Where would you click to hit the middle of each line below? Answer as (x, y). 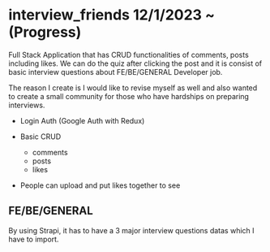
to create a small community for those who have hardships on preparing (129, 96)
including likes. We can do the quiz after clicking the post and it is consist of (135, 63)
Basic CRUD (41, 137)
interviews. (27, 105)
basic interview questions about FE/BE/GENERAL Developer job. (116, 72)
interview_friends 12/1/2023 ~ (112, 15)
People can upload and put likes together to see (100, 185)
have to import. (34, 239)
